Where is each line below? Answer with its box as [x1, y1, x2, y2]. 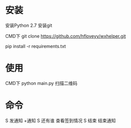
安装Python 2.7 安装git [5, 22, 52, 28]
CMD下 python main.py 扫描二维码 [5, 80, 78, 86]
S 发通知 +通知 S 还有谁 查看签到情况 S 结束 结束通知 [5, 117, 116, 123]
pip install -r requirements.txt [5, 43, 66, 49]
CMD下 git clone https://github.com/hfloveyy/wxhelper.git [5, 33, 126, 39]
